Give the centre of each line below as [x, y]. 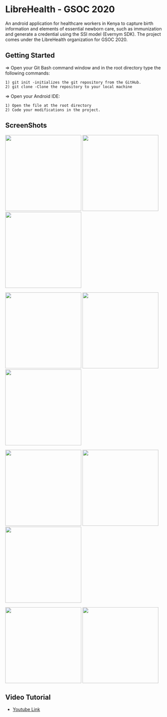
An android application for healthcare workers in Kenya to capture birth [79, 23]
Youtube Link [26, 709]
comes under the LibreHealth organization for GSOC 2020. [67, 40]
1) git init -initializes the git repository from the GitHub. [73, 82]
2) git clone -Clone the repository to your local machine [69, 87]
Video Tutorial [28, 697]
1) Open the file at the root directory [49, 105]
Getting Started [30, 55]
